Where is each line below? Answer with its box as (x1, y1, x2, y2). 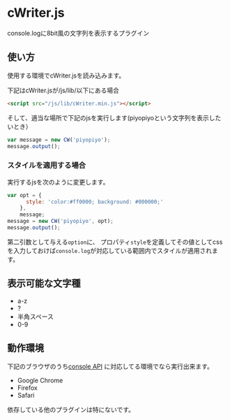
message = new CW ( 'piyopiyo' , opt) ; (7, 218, 114, 225)
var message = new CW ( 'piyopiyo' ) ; (7, 136, 111, 143)
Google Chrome (17, 376, 63, 384)
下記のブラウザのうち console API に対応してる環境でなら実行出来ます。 (7, 362, 214, 370)
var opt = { (7, 191, 42, 198)
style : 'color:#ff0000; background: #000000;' (25, 198, 164, 205)
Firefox (17, 383, 38, 392)
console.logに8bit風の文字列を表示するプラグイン (7, 29, 150, 37)
